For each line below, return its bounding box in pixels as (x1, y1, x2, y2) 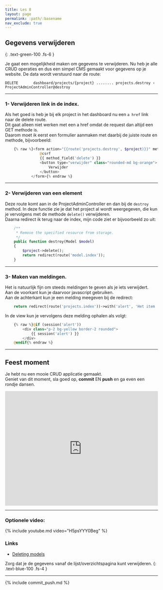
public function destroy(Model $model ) (14, 239, 95, 244)
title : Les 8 (5, 7, 32, 12)
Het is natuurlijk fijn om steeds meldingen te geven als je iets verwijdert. (5, 284, 149, 290)
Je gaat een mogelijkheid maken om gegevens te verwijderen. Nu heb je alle (5, 61, 158, 67)
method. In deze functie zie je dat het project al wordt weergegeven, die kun (5, 206, 158, 212)
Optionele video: (5, 517, 45, 524)
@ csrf (39, 151, 51, 156)
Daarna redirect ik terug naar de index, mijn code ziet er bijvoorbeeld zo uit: (5, 216, 156, 222)
